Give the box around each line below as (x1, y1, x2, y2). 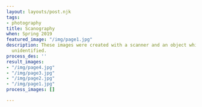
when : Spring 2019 (6, 31, 52, 37)
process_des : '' (6, 53, 47, 59)
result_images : (6, 59, 44, 65)
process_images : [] (6, 87, 55, 93)
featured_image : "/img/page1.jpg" (6, 36, 93, 42)
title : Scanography (6, 25, 55, 32)
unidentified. (11, 48, 47, 54)
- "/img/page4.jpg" (6, 64, 55, 71)
